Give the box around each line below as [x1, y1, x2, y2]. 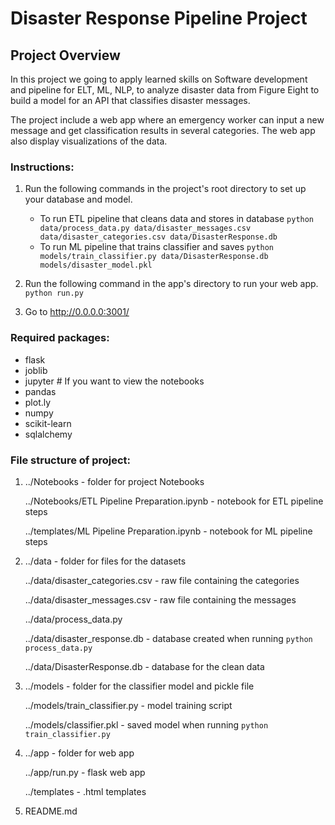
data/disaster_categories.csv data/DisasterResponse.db [39, 232, 278, 242]
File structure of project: [10, 453, 132, 467]
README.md [24, 805, 78, 817]
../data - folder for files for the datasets [24, 555, 187, 567]
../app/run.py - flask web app [24, 766, 146, 778]
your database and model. [24, 193, 133, 206]
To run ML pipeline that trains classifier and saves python [39, 241, 275, 253]
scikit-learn [24, 417, 72, 429]
